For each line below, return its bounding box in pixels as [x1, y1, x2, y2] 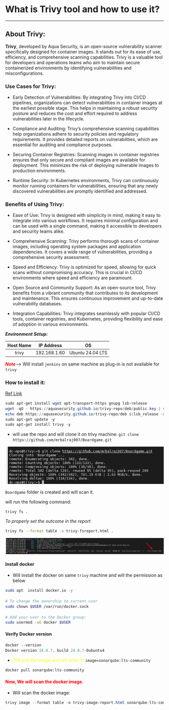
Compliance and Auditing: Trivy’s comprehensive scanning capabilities [12, 125, 159, 132]
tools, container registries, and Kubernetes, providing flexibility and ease [12, 316, 163, 322]
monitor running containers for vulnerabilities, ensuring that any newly [12, 183, 158, 189]
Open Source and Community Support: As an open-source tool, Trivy [12, 285, 156, 291]
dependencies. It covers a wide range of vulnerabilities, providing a [12, 249, 152, 255]
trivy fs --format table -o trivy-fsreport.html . [5, 528, 114, 534]
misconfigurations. [5, 70, 44, 76]
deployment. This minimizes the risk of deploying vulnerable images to [12, 162, 159, 168]
